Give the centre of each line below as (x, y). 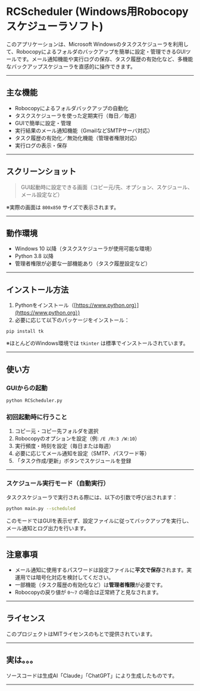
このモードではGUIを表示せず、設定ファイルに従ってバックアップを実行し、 (99, 521)
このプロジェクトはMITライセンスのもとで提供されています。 (81, 634)
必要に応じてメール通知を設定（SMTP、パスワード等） (82, 453)
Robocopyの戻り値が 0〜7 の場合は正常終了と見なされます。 (88, 592)
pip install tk (25, 332)
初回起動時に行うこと (37, 417)
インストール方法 (37, 290)
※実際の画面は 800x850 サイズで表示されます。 (63, 207)
